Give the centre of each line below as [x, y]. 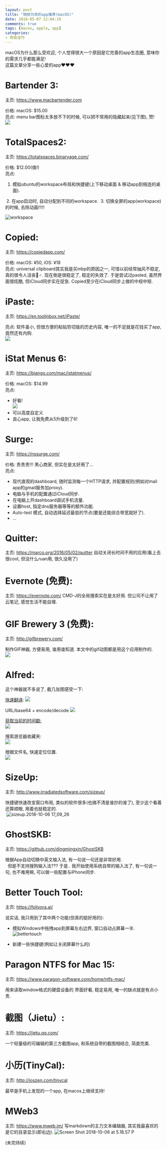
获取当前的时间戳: [23, 721]
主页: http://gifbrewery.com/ [34, 639]
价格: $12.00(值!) [22, 167]
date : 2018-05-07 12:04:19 [33, 19]
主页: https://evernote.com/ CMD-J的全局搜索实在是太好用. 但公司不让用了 [82, 596]
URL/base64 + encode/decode [37, 711]
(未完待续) [16, 1143]
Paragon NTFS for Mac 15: [60, 965]
